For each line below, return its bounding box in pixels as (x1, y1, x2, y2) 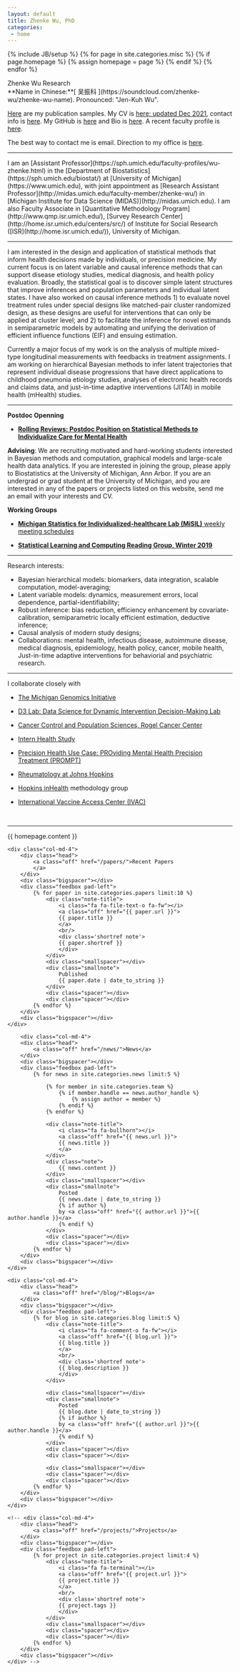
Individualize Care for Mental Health (17, 433, 127, 441)
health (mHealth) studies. (7, 391, 82, 399)
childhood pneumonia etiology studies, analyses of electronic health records (7, 376, 233, 384)
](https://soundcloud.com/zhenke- (98, 87, 200, 96)
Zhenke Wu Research (7, 79, 71, 88)
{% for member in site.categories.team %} (45, 1083, 174, 1091)
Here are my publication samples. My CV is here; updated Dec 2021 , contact (7, 109, 233, 118)
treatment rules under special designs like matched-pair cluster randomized (7, 301, 231, 309)
